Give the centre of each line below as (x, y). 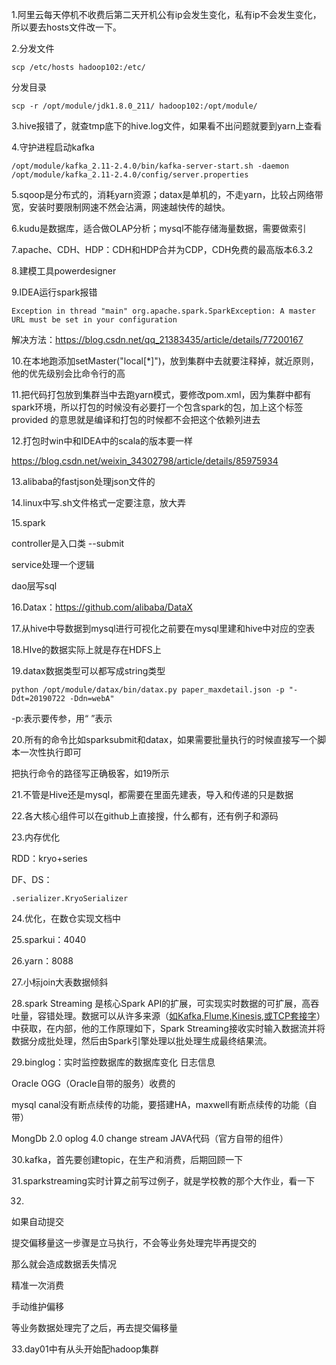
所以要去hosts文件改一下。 (66, 27)
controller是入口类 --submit (68, 543)
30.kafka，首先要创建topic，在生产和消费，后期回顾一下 (127, 1159)
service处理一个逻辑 (53, 564)
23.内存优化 (35, 837)
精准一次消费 (37, 1285)
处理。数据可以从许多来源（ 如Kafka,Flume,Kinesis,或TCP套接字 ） (190, 1016)
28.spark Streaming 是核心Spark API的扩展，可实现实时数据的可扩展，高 (161, 1003)
